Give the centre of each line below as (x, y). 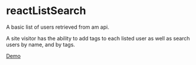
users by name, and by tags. (41, 45)
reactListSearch (46, 11)
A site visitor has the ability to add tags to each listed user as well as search (98, 38)
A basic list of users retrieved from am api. (58, 27)
